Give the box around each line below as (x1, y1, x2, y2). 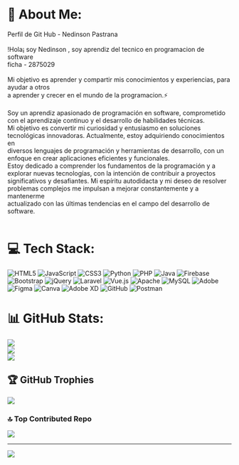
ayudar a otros (7, 82, 51, 91)
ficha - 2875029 (7, 60, 55, 68)
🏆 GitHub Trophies (7, 374, 95, 386)
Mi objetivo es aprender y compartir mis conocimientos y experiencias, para (7, 75, 230, 84)
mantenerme (7, 191, 45, 200)
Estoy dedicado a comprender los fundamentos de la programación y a (7, 161, 216, 170)
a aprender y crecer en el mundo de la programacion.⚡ (7, 90, 169, 99)
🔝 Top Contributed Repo (7, 414, 92, 424)
